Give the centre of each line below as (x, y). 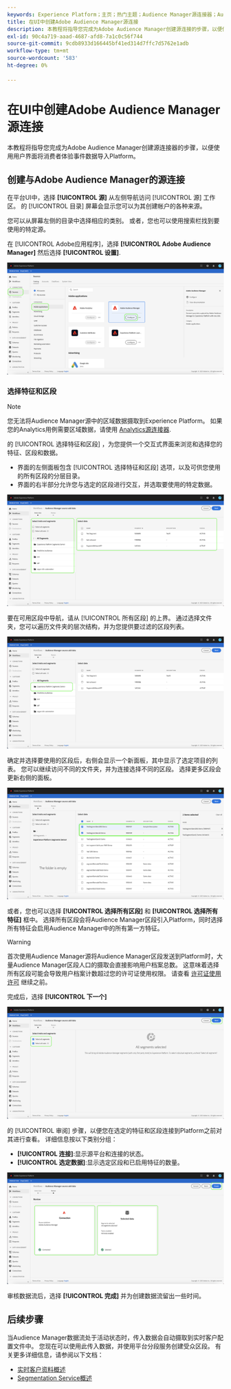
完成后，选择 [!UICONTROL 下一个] (57, 997)
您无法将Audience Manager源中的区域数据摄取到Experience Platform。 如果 (115, 421)
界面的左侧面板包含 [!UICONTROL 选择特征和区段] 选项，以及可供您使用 (119, 468)
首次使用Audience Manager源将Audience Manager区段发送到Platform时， (112, 957)
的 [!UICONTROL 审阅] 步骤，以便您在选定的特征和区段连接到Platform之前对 (114, 1130)
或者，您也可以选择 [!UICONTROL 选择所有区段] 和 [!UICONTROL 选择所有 (113, 911)
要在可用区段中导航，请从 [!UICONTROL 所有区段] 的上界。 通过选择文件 (110, 618)
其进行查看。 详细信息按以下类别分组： (62, 1139)
